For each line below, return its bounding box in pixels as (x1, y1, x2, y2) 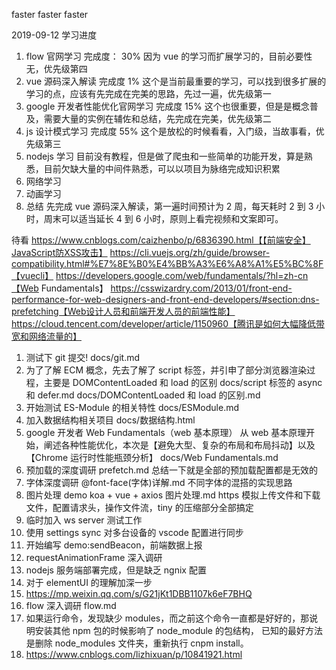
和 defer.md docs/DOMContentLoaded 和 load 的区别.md (25, 389, 261, 401)
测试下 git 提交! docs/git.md (25, 352, 141, 363)
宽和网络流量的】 (11, 330, 82, 342)
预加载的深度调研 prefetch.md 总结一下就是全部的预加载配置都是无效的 (25, 464, 318, 476)
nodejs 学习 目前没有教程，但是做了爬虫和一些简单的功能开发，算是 (25, 150, 304, 162)
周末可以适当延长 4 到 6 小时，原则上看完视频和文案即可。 (43, 213, 284, 224)
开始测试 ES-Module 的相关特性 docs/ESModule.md (25, 402, 240, 413)
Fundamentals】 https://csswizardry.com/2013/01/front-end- (40, 282, 293, 294)
